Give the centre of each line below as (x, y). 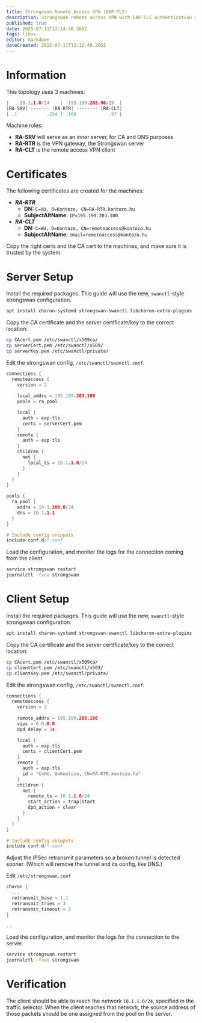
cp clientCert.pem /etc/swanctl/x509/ (55, 668)
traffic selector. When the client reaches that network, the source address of (101, 1007)
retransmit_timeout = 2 (41, 909)
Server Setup (40, 277)
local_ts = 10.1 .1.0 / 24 (57, 463)
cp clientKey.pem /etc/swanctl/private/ (58, 673)
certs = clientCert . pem (52, 752)
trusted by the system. (34, 253)
